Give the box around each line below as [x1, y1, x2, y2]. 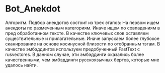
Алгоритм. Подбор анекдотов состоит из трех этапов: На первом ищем [5, 19, 159, 25]
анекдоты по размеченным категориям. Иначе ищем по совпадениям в [5, 24, 160, 30]
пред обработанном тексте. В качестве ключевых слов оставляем [5, 30, 149, 36]
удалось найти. [5, 62, 38, 68]
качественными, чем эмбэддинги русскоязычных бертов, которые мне [5, 56, 159, 62]
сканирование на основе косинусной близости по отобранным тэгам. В [5, 40, 160, 46]
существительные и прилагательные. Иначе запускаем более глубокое [5, 35, 160, 41]
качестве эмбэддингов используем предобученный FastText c [5, 46, 140, 52]
